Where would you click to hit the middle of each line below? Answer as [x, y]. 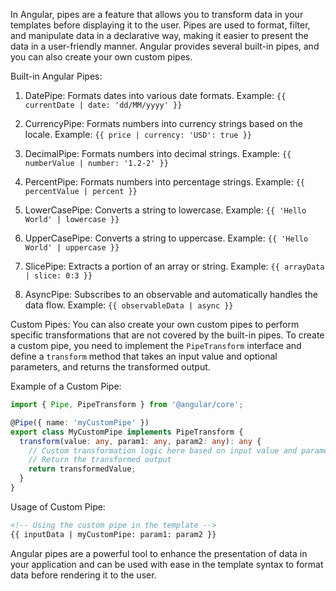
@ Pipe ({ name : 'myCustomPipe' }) [80, 422]
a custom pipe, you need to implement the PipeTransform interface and [156, 345]
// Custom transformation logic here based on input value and [163, 450]
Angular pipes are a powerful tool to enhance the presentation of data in [159, 553]
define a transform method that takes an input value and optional [144, 356]
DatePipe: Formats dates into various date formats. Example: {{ [155, 95]
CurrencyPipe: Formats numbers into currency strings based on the [164, 123]
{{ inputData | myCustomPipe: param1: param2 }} [113, 534]
